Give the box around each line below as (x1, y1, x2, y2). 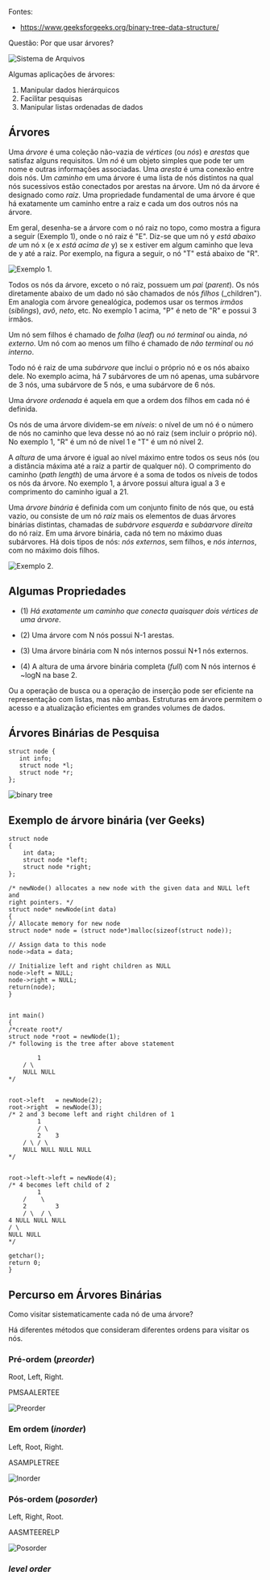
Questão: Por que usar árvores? (8, 38, 114, 48)
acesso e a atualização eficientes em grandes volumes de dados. (8, 703, 226, 712)
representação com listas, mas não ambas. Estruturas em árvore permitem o (8, 694, 263, 704)
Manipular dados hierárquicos (19, 85, 120, 95)
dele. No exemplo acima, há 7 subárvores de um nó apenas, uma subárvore (8, 371, 260, 380)
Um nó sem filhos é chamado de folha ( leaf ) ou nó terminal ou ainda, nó (8, 330, 248, 339)
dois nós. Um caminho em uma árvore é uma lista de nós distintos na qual (8, 173, 254, 183)
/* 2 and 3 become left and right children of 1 (8, 1111, 175, 1119)
